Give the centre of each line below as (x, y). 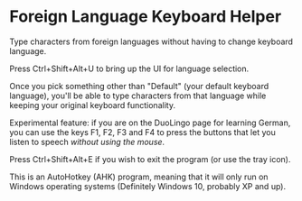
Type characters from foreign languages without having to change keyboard (151, 41)
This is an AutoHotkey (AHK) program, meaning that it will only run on (139, 177)
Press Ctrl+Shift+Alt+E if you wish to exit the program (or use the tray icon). (150, 159)
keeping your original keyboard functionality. (93, 105)
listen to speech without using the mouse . (87, 142)
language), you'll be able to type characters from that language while (138, 96)
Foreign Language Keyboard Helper (146, 17)
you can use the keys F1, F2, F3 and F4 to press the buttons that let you (142, 132)
